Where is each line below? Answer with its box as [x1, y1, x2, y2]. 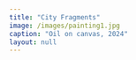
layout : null [9, 37, 57, 47]
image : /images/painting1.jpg [9, 21, 121, 30]
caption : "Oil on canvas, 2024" [9, 29, 128, 38]
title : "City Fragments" [9, 12, 101, 22]
